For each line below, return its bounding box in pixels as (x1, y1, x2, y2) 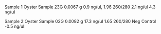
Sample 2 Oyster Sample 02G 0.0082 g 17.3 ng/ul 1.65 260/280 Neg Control (4, 19, 157, 24)
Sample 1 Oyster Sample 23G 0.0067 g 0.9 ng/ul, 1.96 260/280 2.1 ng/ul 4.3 (4, 4, 156, 10)
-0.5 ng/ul (4, 23, 25, 29)
